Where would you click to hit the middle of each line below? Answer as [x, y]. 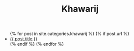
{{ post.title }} [24, 39]
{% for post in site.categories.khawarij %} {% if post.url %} [69, 34]
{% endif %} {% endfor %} [37, 44]
